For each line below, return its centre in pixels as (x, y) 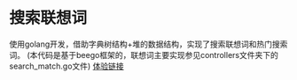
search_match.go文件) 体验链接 (66, 66)
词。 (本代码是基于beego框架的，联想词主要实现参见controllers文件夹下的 (144, 55)
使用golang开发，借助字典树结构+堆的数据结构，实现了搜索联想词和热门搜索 (148, 44)
